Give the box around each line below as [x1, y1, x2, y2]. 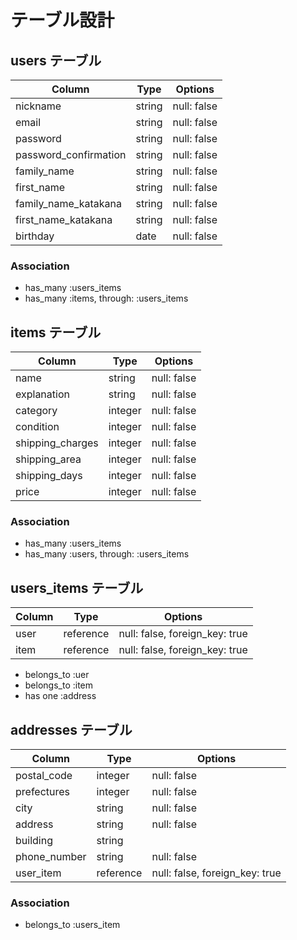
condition [15, 420, 60, 434]
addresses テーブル [10, 721, 133, 738]
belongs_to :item [24, 679, 94, 691]
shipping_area [15, 452, 82, 466]
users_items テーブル [10, 579, 144, 596]
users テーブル [10, 52, 102, 69]
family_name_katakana [15, 197, 122, 210]
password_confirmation [15, 148, 127, 161]
